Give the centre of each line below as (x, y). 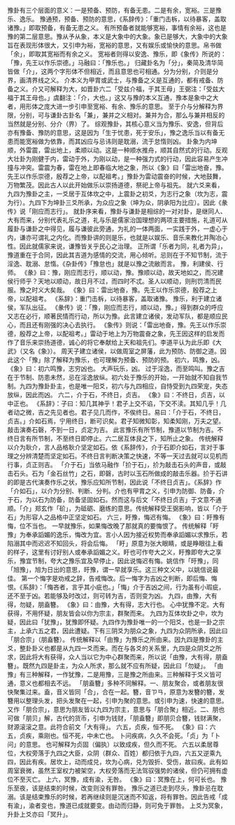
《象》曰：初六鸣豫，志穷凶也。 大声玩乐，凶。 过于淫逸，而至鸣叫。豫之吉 (116, 368)
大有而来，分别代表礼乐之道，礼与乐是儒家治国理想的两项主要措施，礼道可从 (117, 220)
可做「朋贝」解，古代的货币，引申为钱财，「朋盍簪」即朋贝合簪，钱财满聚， (116, 718)
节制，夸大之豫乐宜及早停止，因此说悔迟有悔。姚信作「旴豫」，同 (125, 561)
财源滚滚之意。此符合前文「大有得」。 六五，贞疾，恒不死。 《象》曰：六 (112, 727)
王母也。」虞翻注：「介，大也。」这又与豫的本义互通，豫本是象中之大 (122, 98)
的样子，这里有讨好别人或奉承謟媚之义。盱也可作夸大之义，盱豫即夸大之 (111, 552)
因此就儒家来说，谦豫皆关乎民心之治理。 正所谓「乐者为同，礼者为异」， (123, 246)
